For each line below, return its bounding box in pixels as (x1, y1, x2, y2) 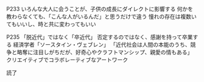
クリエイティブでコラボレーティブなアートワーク (6, 56, 128, 63)
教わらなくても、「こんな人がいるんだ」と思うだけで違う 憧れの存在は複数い (6, 13, 197, 20)
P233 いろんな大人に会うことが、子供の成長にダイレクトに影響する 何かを (6, 5, 194, 12)
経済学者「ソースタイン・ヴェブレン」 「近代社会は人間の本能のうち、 (13, 41, 191, 48)
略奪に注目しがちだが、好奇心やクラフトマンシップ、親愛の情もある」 (16, 49, 193, 56)
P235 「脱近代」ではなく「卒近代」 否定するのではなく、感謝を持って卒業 (6, 33, 193, 41)
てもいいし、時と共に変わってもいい (6, 21, 96, 27)
